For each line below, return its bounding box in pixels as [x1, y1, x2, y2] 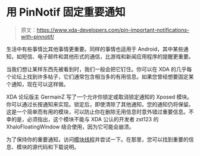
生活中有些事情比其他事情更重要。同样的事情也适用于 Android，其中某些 [6, 45, 183, 53]
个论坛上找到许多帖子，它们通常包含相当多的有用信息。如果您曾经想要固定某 [6, 73, 194, 80]
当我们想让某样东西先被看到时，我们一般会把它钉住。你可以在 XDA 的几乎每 [6, 65, 192, 72]
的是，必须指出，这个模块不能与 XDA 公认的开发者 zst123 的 [11, 115, 159, 123]
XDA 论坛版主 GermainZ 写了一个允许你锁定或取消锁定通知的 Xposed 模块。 [6, 93, 192, 100]
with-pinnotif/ [20, 33, 55, 40]
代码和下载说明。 [37, 143, 79, 150]
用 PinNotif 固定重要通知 [6, 5, 126, 19]
